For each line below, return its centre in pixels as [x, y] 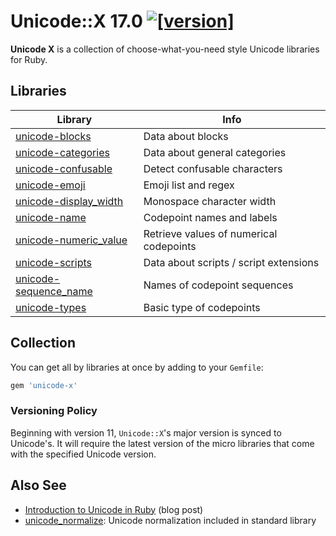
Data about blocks [186, 136]
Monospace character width [210, 201]
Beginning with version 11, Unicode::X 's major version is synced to [146, 432]
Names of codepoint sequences [218, 285]
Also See [38, 485]
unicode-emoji [50, 185]
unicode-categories [62, 152]
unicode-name [51, 217]
